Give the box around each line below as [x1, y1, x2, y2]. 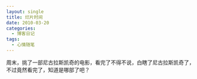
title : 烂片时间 [6, 14, 43, 20]
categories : [6, 25, 36, 31]
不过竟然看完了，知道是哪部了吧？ [6, 66, 90, 73]
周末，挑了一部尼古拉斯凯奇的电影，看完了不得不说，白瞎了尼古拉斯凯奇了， [6, 59, 195, 66]
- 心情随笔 [11, 42, 35, 48]
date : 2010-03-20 [6, 20, 50, 26]
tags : [6, 36, 20, 42]
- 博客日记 [11, 31, 35, 37]
